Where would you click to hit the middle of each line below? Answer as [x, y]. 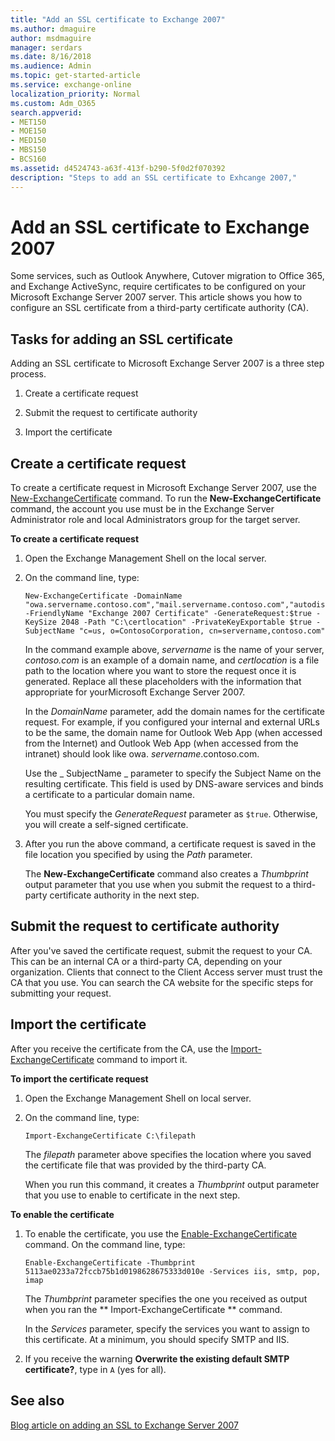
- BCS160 [28, 159]
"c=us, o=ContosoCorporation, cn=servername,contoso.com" [202, 631]
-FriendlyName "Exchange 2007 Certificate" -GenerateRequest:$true [168, 614]
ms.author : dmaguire [53, 29]
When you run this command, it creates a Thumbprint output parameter [172, 1184]
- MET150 [28, 122]
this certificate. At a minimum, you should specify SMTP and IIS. [157, 1339]
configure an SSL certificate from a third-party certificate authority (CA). [159, 308]
